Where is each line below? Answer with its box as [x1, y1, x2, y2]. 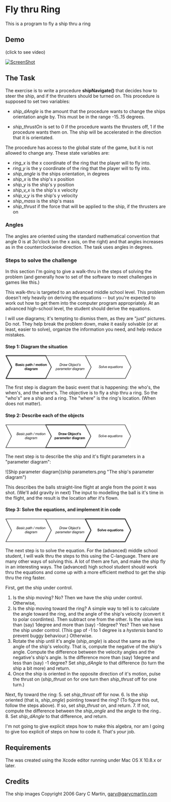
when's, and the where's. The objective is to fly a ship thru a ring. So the [5, 390, 158, 396]
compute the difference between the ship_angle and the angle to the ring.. [5, 708, 162, 714]
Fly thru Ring [5, 4, 61, 15]
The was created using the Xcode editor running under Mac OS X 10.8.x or [5, 757, 162, 763]
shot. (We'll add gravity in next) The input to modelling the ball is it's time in [5, 489, 164, 495]
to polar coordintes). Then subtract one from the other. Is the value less [12, 616, 163, 622]
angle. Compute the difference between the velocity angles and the [12, 649, 155, 655]
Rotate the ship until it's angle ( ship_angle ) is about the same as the [12, 638, 155, 644]
